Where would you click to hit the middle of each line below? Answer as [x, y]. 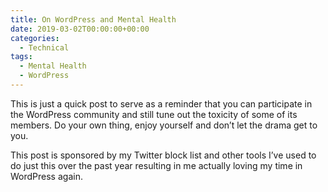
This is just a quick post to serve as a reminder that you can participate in [161, 103]
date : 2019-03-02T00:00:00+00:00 [80, 29]
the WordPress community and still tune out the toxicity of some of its [154, 114]
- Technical [44, 47]
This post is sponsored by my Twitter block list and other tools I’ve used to [163, 155]
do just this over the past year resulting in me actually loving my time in [156, 165]
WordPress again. [46, 176]
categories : [35, 38]
